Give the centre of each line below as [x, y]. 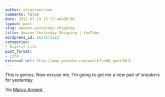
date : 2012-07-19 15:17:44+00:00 [40, 19]
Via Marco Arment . [24, 90]
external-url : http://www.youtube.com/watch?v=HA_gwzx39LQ [68, 61]
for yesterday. [19, 80]
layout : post [19, 24]
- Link [12, 56]
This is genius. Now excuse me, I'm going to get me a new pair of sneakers [82, 75]
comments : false [22, 14]
